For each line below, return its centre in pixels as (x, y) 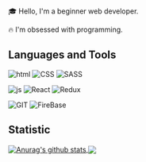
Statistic (29, 130)
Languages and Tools (62, 55)
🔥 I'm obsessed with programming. (65, 29)
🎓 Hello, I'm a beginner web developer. (73, 11)
